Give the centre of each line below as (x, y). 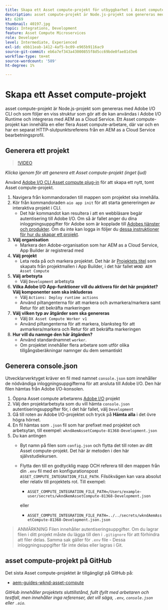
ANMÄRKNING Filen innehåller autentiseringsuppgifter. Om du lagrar (88, 529)
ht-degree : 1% (20, 65)
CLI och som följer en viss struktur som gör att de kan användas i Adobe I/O (83, 114)
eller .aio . (15, 602)
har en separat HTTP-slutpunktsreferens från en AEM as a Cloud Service (80, 130)
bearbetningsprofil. (25, 135)
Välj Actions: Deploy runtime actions (59, 297)
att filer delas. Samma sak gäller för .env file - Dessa (71, 539)
